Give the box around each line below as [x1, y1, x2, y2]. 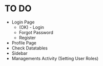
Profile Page [11, 40, 37, 45]
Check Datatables [11, 45, 48, 51]
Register [19, 35, 36, 41]
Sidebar [11, 50, 28, 56]
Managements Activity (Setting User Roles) [11, 55, 99, 61]
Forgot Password [19, 29, 54, 35]
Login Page [11, 19, 35, 25]
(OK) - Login [19, 24, 44, 30]
